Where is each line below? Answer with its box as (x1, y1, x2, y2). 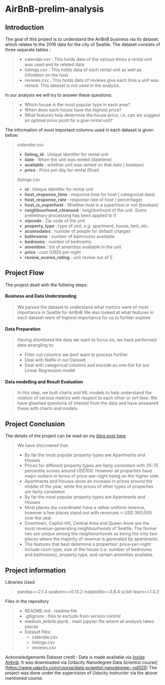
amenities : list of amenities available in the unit (24, 244, 122, 250)
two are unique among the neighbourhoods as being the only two (24, 531, 158, 537)
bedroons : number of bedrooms (24, 239, 92, 244)
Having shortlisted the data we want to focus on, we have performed (17, 337, 157, 343)
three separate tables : (5, 47, 51, 52)
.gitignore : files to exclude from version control (24, 613, 121, 619)
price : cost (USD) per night (24, 249, 81, 255)
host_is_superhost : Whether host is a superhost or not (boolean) (24, 202, 159, 208)
